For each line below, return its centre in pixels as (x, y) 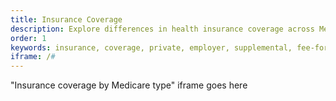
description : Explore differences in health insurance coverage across (162, 29)
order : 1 (28, 38)
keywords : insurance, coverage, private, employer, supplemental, (151, 47)
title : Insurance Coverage (66, 19)
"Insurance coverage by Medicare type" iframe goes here (129, 85)
